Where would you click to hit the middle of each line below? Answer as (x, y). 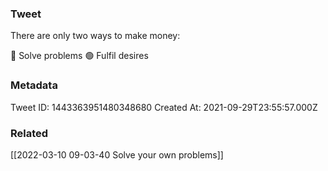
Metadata (34, 85)
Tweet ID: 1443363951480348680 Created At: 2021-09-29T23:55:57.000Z (164, 107)
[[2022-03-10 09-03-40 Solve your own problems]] (117, 154)
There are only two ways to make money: (95, 36)
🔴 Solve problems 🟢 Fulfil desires (79, 56)
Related (29, 133)
